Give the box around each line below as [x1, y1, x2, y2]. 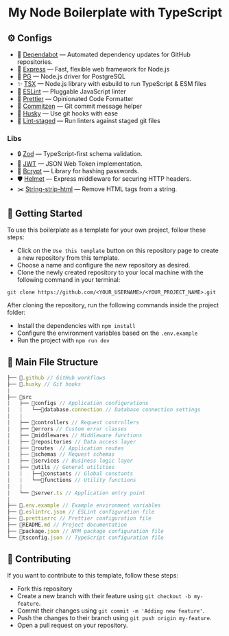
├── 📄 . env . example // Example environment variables [7, 502, 161, 509]
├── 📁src [7, 393, 32, 400]
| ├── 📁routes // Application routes [7, 445, 125, 452]
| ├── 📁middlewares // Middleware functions [7, 432, 143, 439]
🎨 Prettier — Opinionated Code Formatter [16, 95, 134, 102]
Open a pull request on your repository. [16, 621, 128, 630]
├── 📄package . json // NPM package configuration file [7, 527, 165, 534]
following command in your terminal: [16, 276, 121, 284]
